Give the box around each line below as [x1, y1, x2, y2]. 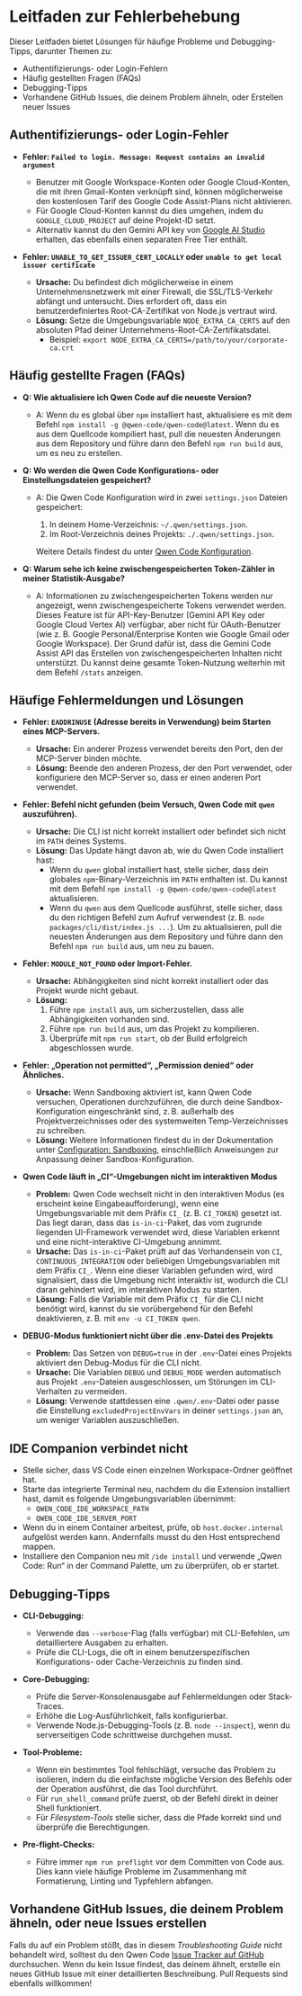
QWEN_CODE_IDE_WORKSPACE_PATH [35, 1505, 150, 1514]
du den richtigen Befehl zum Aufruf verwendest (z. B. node [49, 912, 265, 923]
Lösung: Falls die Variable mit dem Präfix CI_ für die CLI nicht [35, 1293, 264, 1305]
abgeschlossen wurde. [49, 1043, 134, 1053]
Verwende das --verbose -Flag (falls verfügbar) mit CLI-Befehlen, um [35, 1628, 290, 1638]
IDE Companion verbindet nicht [9, 1441, 189, 1456]
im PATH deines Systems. [35, 836, 128, 846]
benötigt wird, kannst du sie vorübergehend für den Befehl [35, 1303, 253, 1314]
